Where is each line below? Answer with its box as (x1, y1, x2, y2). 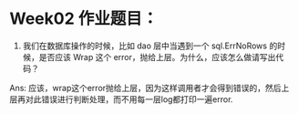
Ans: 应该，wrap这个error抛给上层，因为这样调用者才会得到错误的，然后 (9, 82, 282, 93)
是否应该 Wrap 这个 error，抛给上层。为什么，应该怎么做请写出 (38, 51, 276, 62)
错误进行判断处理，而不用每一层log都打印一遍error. (40, 93, 233, 105)
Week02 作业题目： (9, 8, 159, 29)
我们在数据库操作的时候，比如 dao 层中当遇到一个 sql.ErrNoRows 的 (22, 40, 278, 51)
